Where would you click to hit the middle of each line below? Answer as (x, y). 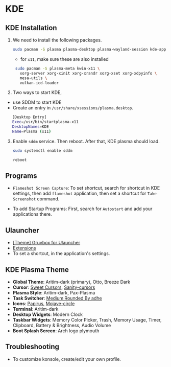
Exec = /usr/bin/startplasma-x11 (45, 122)
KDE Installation (31, 28)
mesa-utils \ (33, 78)
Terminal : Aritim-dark (35, 309)
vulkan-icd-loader (39, 83)
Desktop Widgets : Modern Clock (48, 314)
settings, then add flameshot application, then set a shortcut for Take (84, 193)
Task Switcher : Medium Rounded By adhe (57, 298)
